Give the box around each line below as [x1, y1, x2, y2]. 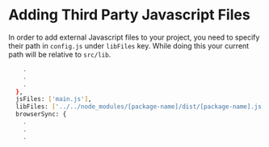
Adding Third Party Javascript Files [8, 6, 250, 24]
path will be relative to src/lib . [8, 49, 111, 59]
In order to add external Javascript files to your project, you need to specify [8, 32, 260, 42]
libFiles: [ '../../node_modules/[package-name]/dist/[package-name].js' [15, 103, 266, 111]
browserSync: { [15, 111, 67, 119]
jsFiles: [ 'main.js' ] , [15, 95, 92, 103]
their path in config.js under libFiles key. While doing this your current [8, 40, 250, 50]
